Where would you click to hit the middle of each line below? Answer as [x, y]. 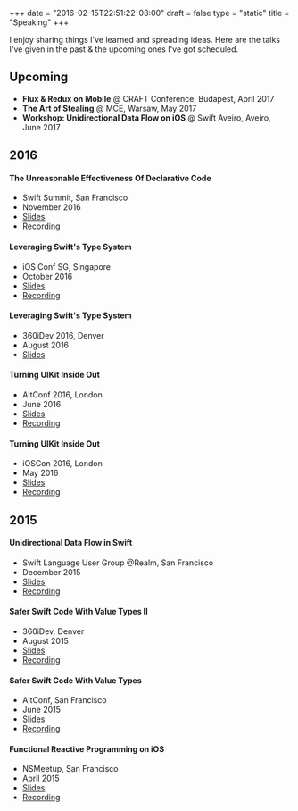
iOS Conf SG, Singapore [66, 266]
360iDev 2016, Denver [63, 335]
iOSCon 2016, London [62, 464]
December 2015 [51, 572]
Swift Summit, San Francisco [75, 198]
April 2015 [41, 778]
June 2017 [41, 127]
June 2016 [41, 405]
